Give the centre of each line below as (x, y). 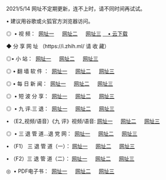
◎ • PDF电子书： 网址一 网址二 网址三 (60, 171)
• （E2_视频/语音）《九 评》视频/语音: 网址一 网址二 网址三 (83, 121)
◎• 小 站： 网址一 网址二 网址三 (52, 59)
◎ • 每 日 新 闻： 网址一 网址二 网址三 (60, 84)
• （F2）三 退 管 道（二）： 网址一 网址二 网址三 (70, 159)
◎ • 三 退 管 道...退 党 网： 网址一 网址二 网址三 (72, 134)
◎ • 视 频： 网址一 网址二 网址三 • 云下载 (67, 34)
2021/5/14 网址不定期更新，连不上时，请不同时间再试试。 (76, 9)
